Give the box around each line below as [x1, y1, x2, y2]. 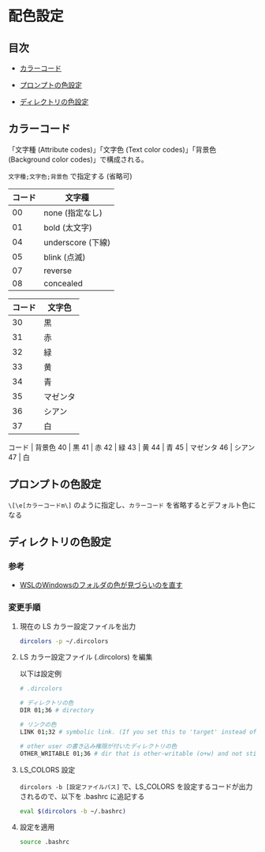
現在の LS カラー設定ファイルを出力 [19, 621, 136, 631]
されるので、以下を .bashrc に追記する [19, 791, 145, 801]
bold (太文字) [43, 222, 92, 233]
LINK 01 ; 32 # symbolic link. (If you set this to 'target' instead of [19, 727, 257, 736]
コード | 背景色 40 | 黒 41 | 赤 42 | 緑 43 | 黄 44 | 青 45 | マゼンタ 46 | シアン [8, 443, 256, 452]
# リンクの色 [19, 721, 57, 729]
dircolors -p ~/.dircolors [19, 637, 109, 645]
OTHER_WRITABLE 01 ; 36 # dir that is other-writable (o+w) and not [19, 749, 243, 757]
